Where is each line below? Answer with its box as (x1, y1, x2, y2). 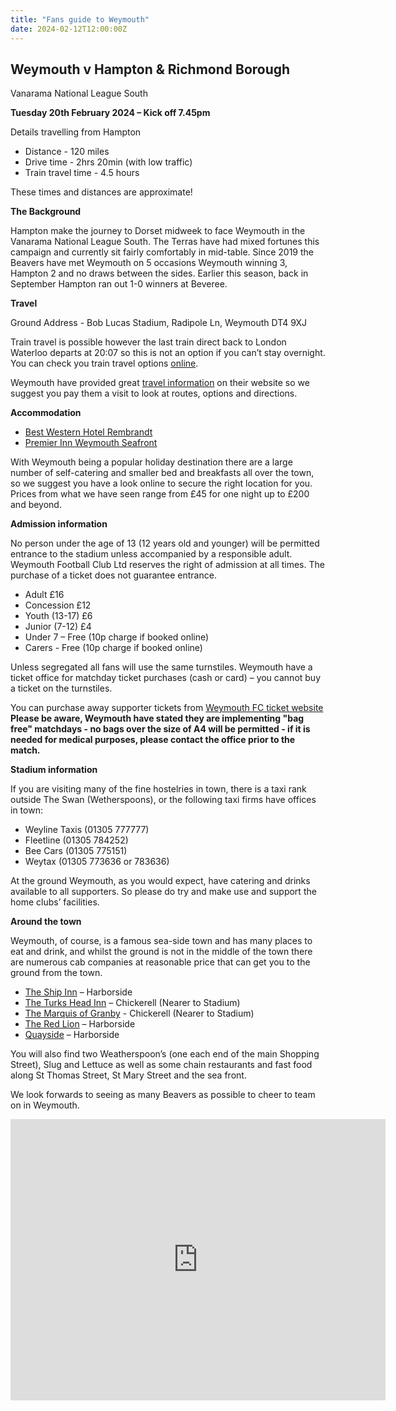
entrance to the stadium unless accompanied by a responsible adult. (10, 548, 293, 560)
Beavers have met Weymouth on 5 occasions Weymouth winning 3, (10, 257, 288, 269)
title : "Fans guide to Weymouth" (10, 14, 150, 25)
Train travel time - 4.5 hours (24, 167, 140, 179)
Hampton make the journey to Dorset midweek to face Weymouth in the (10, 225, 306, 237)
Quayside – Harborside (24, 1029, 120, 1041)
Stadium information (10, 764, 98, 776)
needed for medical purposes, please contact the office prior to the (10, 734, 296, 746)
